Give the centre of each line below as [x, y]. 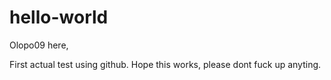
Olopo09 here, [39, 45]
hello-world [59, 17]
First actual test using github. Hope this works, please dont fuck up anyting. [165, 64]
